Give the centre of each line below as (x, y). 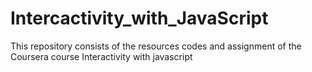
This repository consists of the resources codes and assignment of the (156, 46)
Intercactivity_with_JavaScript (139, 18)
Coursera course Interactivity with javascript (101, 56)
